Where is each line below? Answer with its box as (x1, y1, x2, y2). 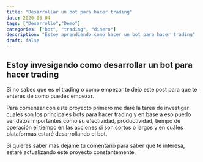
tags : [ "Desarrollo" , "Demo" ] (6, 20, 81, 26)
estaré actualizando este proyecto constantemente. (6, 148, 136, 156)
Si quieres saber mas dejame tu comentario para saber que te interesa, (6, 142, 185, 149)
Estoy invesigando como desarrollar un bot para (6, 60, 193, 70)
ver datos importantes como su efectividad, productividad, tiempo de (6, 117, 181, 124)
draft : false (6, 37, 40, 43)
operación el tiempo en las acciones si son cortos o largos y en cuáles (6, 123, 183, 131)
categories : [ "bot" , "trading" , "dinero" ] (6, 26, 116, 32)
